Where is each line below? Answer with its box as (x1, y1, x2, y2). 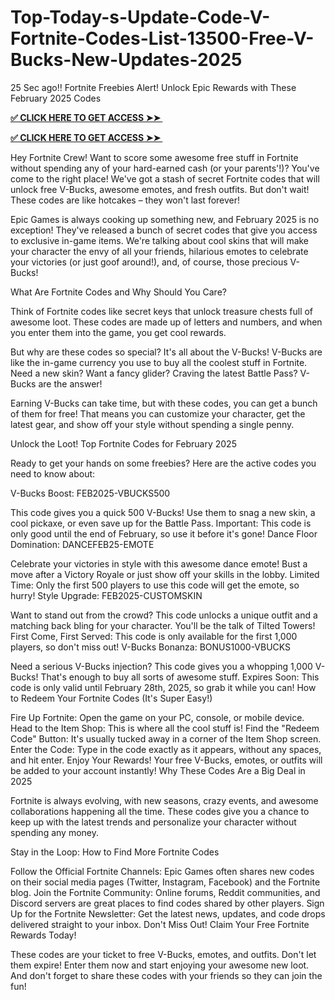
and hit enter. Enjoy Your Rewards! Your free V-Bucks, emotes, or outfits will (10, 754, 323, 766)
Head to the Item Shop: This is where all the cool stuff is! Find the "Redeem (10, 722, 320, 734)
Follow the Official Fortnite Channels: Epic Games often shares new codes (10, 865, 315, 877)
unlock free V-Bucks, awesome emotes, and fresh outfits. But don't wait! (10, 183, 310, 195)
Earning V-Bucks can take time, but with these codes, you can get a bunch (10, 397, 318, 409)
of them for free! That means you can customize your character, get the (10, 407, 306, 420)
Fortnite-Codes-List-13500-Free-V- (10, 27, 315, 50)
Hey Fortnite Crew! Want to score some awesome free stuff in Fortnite (10, 151, 299, 163)
